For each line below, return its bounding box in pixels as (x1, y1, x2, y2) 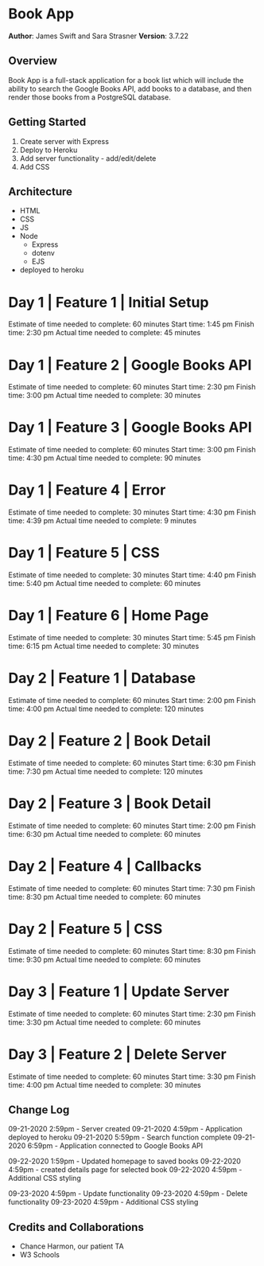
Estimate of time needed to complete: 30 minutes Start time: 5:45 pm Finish (8, 633, 256, 642)
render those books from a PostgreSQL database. (8, 92, 171, 102)
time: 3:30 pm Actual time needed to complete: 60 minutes (8, 1017, 201, 1027)
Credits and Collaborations (8, 1220, 145, 1234)
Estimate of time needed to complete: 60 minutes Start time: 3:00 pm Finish (8, 445, 256, 455)
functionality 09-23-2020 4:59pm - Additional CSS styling (8, 1198, 199, 1207)
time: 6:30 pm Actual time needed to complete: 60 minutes (8, 829, 201, 838)
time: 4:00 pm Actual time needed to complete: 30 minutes (8, 1080, 201, 1089)
